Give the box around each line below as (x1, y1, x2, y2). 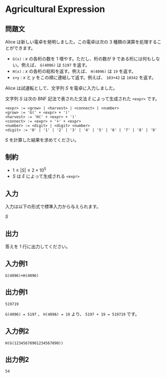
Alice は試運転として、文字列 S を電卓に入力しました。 (5, 85, 118, 91)
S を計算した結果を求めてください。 (5, 137, 79, 143)
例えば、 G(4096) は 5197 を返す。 (21, 62, 90, 68)
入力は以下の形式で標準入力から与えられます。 (5, 203, 101, 209)
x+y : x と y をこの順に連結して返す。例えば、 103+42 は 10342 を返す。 (12, 74, 156, 80)
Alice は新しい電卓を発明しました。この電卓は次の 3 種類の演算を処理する (5, 39, 158, 44)
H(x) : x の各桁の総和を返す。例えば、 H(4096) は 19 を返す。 (12, 68, 136, 74)
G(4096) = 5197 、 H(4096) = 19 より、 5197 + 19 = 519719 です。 (5, 311, 140, 317)
